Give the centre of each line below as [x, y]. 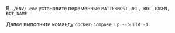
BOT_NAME [17, 14]
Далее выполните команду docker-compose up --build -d [77, 24]
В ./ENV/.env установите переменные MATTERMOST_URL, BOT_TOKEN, [88, 8]
